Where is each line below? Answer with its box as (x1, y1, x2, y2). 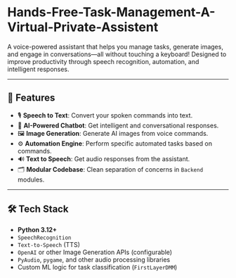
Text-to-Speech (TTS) (17, 240, 81, 248)
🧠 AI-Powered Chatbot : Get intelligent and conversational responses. (17, 121, 219, 129)
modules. (17, 175, 45, 184)
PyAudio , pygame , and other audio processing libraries (17, 255, 171, 264)
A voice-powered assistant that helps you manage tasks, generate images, (7, 42, 223, 51)
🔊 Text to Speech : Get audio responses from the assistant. (17, 154, 190, 163)
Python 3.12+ (17, 225, 58, 234)
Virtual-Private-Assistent (7, 19, 159, 35)
